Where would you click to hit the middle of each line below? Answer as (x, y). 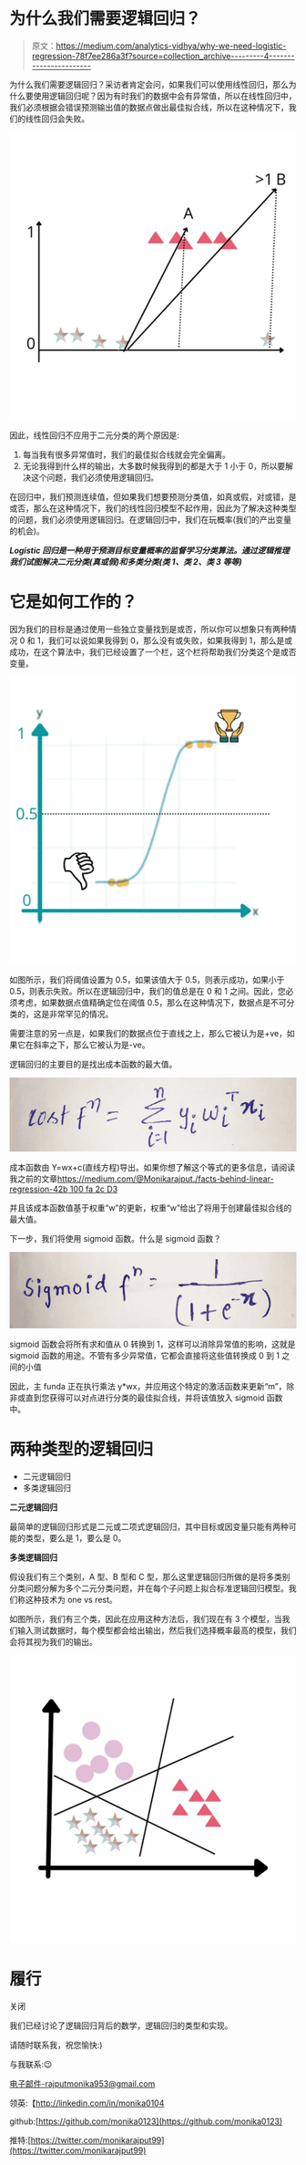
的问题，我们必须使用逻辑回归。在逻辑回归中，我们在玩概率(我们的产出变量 (151, 519)
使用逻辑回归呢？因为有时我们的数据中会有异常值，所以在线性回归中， (165, 96)
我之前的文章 (33, 1179)
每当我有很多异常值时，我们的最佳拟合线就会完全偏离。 (126, 454)
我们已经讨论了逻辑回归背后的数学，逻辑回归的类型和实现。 (121, 2025)
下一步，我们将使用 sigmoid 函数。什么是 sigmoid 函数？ (115, 1239)
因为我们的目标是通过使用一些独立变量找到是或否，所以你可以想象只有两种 (149, 629)
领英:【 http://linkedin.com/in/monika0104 (87, 2103)
